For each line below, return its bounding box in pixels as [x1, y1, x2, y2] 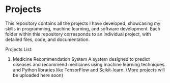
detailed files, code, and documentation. [5, 36, 90, 43]
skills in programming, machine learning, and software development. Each [5, 25, 161, 31]
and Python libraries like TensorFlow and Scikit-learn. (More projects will [12, 67, 165, 73]
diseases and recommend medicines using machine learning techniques [12, 61, 164, 67]
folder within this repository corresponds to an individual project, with [5, 31, 151, 37]
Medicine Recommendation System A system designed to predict [12, 56, 150, 62]
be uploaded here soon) [12, 72, 64, 78]
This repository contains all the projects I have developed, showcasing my [5, 20, 161, 26]
